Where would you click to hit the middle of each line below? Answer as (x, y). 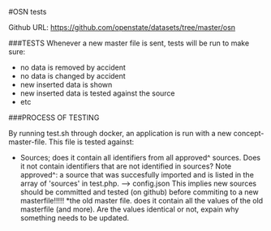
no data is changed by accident (73, 76)
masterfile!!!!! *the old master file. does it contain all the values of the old (142, 201)
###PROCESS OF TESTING (54, 118)
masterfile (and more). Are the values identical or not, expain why (129, 209)
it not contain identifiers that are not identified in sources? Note (126, 166)
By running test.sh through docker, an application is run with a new (120, 133)
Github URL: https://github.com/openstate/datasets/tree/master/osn (122, 27)
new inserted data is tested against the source (97, 93)
